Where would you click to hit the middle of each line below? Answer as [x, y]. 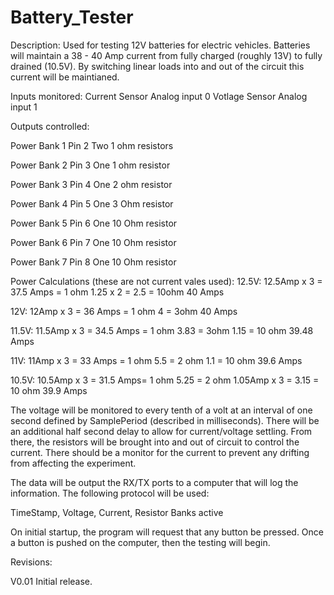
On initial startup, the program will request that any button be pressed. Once [167, 532]
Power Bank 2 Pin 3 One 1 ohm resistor [90, 165]
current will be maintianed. [65, 77]
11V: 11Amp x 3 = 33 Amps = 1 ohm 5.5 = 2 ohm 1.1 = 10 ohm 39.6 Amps [156, 360]
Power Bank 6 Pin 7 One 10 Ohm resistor [93, 242]
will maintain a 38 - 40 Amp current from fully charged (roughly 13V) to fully [166, 55]
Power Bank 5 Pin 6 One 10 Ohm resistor [94, 223]
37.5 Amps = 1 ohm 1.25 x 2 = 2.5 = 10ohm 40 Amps [117, 292]
